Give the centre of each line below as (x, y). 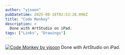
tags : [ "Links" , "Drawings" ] (35, 33)
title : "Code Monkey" (28, 19)
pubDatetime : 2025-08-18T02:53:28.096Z (47, 14)
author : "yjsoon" (23, 10)
